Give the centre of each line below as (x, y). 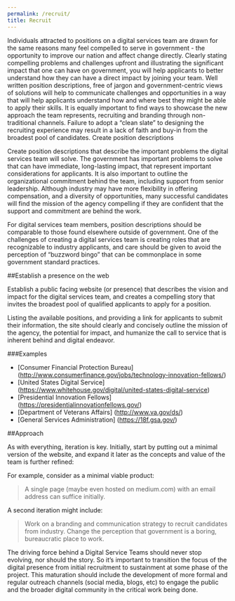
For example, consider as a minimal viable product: (81, 475)
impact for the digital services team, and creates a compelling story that (111, 297)
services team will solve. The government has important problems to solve (115, 158)
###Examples (27, 354)
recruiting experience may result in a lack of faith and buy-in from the (108, 130)
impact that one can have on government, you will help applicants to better (115, 70)
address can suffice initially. (65, 496)
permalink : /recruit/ (39, 14)
